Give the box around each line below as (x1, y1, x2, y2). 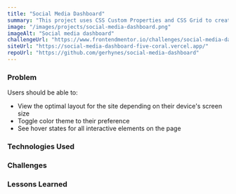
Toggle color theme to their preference (17, 117, 130, 125)
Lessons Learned (7, 179, 68, 189)
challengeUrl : (7, 36, 49, 43)
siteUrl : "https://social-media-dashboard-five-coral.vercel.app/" (7, 43, 209, 50)
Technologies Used (7, 141, 75, 151)
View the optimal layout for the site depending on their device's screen (17, 102, 223, 111)
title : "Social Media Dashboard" (7, 10, 105, 18)
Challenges (7, 160, 47, 170)
